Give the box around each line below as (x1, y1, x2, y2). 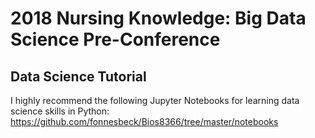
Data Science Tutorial (10, 68, 147, 85)
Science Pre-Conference (10, 28, 221, 51)
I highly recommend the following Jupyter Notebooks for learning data (10, 95, 300, 106)
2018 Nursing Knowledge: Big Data (10, 7, 307, 30)
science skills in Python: (10, 105, 110, 117)
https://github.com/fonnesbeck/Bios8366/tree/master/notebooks (10, 116, 279, 127)
